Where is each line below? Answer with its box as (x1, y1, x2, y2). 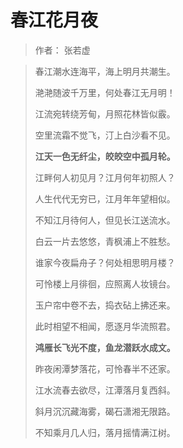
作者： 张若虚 (34, 44, 91, 56)
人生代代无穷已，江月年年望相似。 (34, 192, 176, 205)
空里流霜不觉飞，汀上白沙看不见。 (34, 129, 176, 141)
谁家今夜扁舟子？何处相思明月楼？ (34, 256, 176, 268)
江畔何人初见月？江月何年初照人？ (34, 171, 176, 183)
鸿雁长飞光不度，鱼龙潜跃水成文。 (34, 341, 176, 353)
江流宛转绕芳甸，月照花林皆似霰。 (34, 107, 176, 120)
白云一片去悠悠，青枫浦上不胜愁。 (34, 235, 176, 247)
